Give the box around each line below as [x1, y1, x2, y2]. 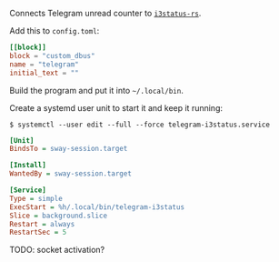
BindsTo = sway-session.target [9, 145, 128, 154]
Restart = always [9, 219, 75, 228]
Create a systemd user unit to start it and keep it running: [9, 102, 224, 113]
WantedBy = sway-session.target [9, 169, 132, 178]
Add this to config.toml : [9, 25, 100, 35]
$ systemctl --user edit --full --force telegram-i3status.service [9, 120, 271, 129]
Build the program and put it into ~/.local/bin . [9, 85, 184, 96]
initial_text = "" [9, 68, 79, 77]
